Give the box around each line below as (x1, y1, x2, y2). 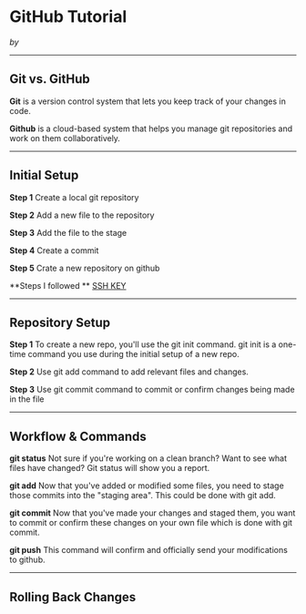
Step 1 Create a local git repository (9, 191, 139, 202)
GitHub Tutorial (9, 6, 127, 27)
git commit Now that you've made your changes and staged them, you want (9, 507, 296, 518)
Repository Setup (9, 314, 111, 330)
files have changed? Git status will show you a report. (9, 463, 210, 474)
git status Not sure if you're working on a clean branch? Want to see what (9, 453, 288, 464)
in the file (9, 394, 45, 404)
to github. (9, 554, 46, 566)
